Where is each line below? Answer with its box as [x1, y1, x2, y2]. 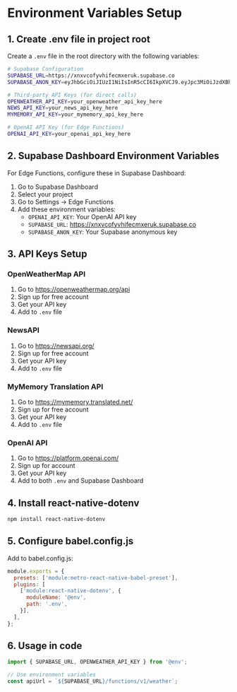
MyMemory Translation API [7, 382, 104, 392]
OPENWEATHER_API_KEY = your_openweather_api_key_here [7, 98, 162, 105]
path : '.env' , [25, 601, 68, 608]
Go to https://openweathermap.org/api [17, 285, 130, 294]
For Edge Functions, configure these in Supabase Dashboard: [7, 168, 186, 177]
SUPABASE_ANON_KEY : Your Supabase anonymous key [28, 228, 178, 236]
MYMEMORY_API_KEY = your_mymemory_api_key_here [7, 111, 143, 118]
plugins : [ [13, 581, 46, 588]
